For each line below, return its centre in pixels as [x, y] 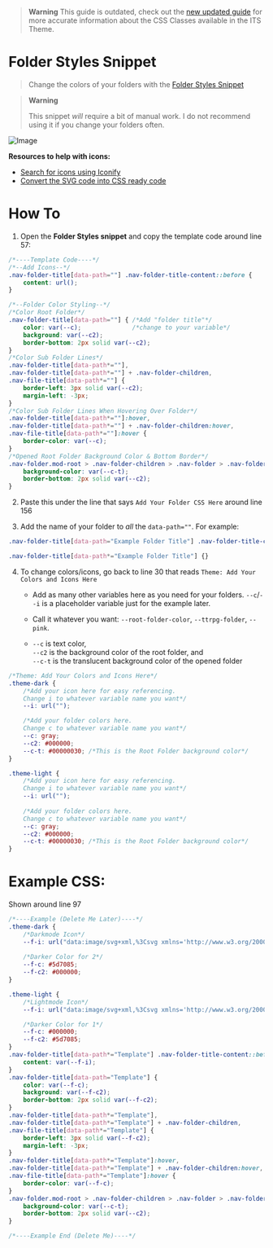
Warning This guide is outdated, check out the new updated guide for [145, 12]
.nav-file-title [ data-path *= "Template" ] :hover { [92, 1176]
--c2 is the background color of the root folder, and [118, 652]
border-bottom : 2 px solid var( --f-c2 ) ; [91, 1100]
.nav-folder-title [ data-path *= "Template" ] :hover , [94, 1161]
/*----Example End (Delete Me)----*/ [72, 1236]
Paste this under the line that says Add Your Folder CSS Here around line [141, 502]
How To [35, 214]
